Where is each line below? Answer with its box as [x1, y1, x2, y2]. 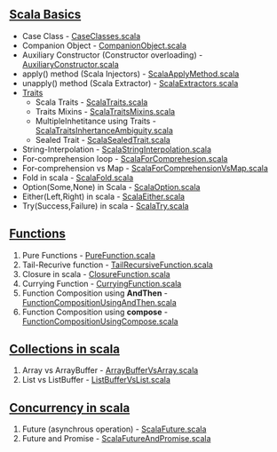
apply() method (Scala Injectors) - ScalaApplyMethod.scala [21, 68, 240, 79]
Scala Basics [9, 7, 82, 22]
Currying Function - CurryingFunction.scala [21, 278, 182, 289]
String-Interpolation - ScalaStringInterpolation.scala [21, 144, 211, 155]
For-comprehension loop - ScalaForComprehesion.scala [21, 153, 228, 163]
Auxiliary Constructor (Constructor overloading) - [21, 49, 203, 60]
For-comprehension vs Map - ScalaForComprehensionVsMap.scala [21, 163, 269, 173]
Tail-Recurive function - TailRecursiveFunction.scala [21, 259, 213, 270]
